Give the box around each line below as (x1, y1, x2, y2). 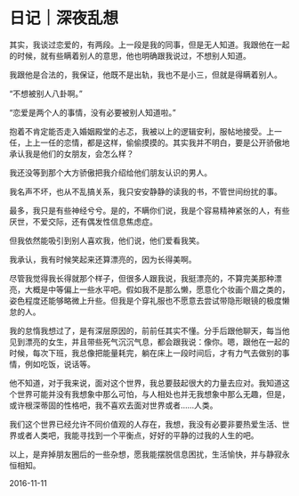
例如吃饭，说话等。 (24, 358, 95, 370)
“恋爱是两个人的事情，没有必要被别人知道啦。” (9, 107, 176, 118)
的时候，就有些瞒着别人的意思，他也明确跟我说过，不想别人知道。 (9, 50, 251, 61)
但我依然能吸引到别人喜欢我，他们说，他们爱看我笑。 (9, 235, 205, 246)
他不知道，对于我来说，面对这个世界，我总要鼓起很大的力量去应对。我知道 (9, 378, 282, 388)
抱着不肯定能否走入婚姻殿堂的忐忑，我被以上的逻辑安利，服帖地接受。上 (9, 126, 274, 136)
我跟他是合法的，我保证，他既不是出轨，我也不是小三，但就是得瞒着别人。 (9, 69, 282, 80)
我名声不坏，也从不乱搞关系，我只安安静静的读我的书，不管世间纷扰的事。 (9, 186, 282, 197)
